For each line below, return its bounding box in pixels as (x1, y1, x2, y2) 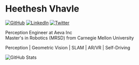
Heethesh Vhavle (5, 3, 79, 15)
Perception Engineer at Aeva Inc (5, 29, 72, 35)
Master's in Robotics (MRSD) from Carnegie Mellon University (5, 35, 134, 41)
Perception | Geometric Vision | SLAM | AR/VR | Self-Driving (5, 44, 130, 50)
